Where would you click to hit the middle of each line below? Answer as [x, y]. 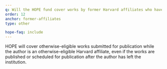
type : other [17, 23]
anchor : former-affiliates [33, 19]
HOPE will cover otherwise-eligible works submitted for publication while [80, 46]
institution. [16, 62]
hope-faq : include [24, 33]
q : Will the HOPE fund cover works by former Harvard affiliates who [79, 10]
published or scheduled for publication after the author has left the [73, 57]
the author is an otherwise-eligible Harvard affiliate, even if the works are [80, 52]
